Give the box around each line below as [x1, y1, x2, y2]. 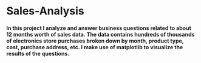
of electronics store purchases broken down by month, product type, [6, 37, 184, 44]
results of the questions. [6, 50, 70, 57]
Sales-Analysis [6, 4, 84, 18]
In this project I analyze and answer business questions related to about [6, 24, 191, 31]
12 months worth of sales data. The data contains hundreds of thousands [6, 31, 195, 38]
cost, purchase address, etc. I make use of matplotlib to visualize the [6, 43, 183, 50]
